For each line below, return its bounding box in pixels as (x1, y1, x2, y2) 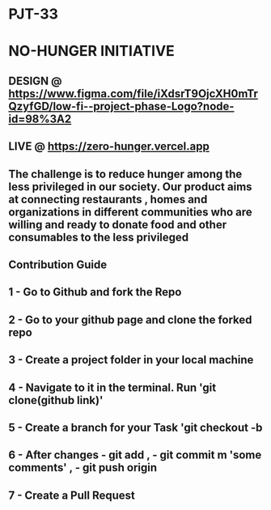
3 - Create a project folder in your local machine (8, 353, 254, 367)
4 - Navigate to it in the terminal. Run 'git (8, 380, 217, 394)
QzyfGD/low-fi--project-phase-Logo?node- (8, 99, 235, 113)
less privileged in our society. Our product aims (8, 180, 252, 193)
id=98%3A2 (8, 112, 72, 125)
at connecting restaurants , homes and (8, 192, 208, 206)
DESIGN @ (8, 74, 62, 87)
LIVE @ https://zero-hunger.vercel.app (8, 139, 210, 154)
